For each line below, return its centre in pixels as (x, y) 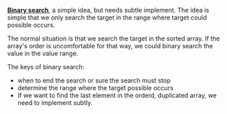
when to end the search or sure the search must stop (94, 80)
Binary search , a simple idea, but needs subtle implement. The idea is (108, 10)
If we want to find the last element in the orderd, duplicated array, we (117, 95)
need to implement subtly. (55, 103)
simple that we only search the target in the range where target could (107, 17)
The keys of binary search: (46, 67)
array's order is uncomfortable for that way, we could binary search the (110, 46)
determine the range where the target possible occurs (95, 88)
